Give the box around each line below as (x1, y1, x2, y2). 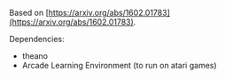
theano (21, 51, 49, 61)
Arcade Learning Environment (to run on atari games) (21, 61, 217, 70)
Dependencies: (9, 34, 65, 44)
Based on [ (9, 8, 49, 18)
